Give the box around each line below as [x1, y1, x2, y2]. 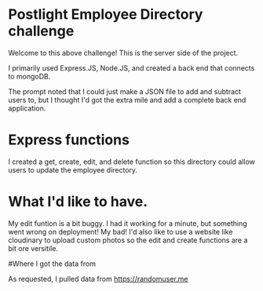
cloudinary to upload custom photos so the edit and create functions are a [8, 235, 248, 245]
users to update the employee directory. [8, 165, 138, 174]
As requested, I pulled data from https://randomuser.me [8, 274, 188, 283]
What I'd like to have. [8, 193, 148, 211]
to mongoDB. [8, 71, 51, 81]
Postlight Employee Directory [8, 5, 203, 24]
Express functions [8, 131, 130, 149]
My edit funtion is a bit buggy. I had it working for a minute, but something [8, 218, 247, 228]
